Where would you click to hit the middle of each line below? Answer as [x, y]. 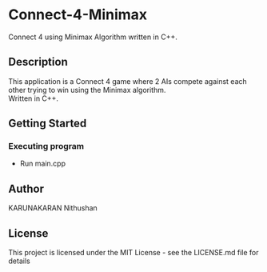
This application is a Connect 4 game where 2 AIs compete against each [128, 81]
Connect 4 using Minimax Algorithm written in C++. [93, 37]
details [19, 261]
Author [26, 188]
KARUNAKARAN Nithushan [53, 208]
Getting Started [48, 124]
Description [38, 62]
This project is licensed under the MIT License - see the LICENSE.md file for [133, 253]
